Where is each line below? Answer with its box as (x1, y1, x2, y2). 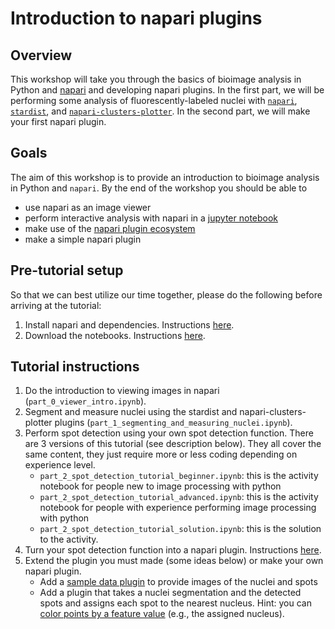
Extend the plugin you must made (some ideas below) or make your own (24, 555, 324, 567)
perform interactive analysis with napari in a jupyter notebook (24, 212, 279, 224)
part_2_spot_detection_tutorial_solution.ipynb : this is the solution (39, 523, 322, 535)
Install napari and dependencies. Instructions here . (24, 318, 235, 331)
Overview (10, 47, 73, 64)
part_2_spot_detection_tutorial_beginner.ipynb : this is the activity (39, 470, 319, 482)
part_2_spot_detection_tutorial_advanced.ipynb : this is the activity (39, 491, 319, 503)
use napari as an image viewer (24, 201, 152, 213)
